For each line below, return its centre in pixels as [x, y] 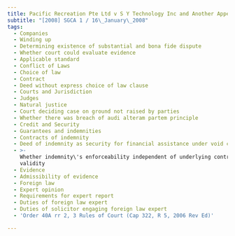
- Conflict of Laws [42, 66]
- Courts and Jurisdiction [53, 92]
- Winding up [33, 40]
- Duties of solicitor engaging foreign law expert [91, 209]
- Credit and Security [47, 124]
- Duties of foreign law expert [61, 203]
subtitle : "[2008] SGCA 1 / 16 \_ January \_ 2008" [78, 20]
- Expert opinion [39, 190]
